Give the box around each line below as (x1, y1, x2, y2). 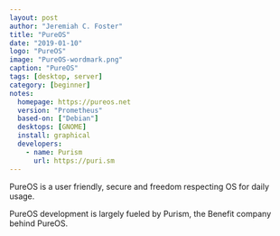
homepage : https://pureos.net (17, 97, 131, 107)
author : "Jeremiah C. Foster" (9, 22, 124, 31)
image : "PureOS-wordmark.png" (9, 55, 124, 64)
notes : (9, 89, 34, 98)
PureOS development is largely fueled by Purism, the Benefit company (9, 208, 272, 219)
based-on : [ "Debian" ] (17, 114, 99, 123)
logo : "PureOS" (9, 47, 67, 56)
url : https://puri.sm (33, 156, 116, 165)
